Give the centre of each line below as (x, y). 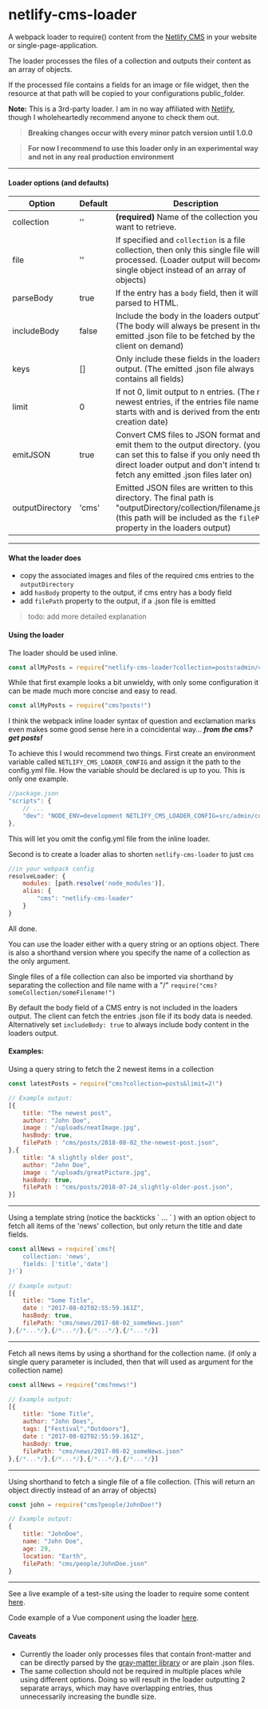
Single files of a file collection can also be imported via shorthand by (121, 976)
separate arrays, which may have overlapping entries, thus (116, 1687)
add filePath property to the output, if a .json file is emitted (118, 601)
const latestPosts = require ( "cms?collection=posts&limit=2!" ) (116, 1084)
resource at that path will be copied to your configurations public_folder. (127, 93)
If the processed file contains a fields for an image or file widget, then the (129, 85)
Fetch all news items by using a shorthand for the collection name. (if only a (132, 1353)
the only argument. (39, 961)
